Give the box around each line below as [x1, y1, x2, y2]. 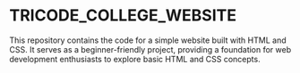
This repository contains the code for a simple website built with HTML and [9, 35, 287, 45]
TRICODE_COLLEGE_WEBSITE [9, 5, 237, 26]
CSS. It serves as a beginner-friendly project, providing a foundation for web [9, 44, 292, 54]
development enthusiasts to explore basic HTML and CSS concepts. [9, 53, 261, 64]
